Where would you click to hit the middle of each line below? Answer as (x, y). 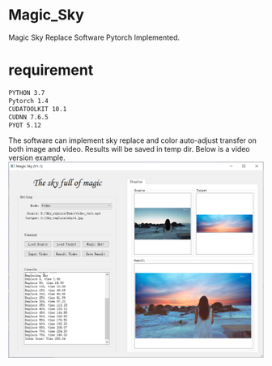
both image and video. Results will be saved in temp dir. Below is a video (129, 149)
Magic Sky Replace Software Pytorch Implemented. (94, 37)
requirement (51, 70)
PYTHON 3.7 (27, 93)
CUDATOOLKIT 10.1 (38, 109)
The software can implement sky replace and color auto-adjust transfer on (132, 140)
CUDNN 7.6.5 (28, 117)
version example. (37, 157)
